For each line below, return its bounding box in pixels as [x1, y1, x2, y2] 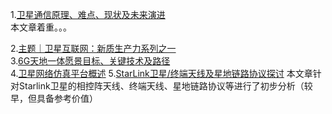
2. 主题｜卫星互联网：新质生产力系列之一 [10, 43, 177, 54]
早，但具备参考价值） [10, 93, 98, 104]
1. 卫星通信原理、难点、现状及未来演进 [10, 9, 166, 20]
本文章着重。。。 [10, 21, 72, 33]
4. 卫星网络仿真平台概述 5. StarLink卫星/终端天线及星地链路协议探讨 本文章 [10, 68, 313, 79]
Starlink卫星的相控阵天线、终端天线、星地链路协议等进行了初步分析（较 [18, 80, 313, 92]
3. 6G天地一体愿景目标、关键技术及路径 [10, 55, 171, 67]
